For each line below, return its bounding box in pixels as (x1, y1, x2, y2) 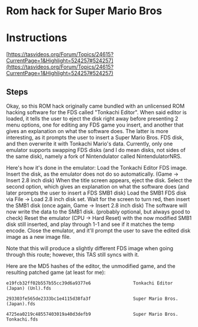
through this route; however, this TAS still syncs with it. (6, 251, 139, 258)
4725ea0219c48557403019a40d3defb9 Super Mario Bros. (6, 311, 178, 317)
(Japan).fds (6, 300, 35, 307)
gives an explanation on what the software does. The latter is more (6, 127, 168, 134)
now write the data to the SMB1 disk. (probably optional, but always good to (6, 208, 190, 215)
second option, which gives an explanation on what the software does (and (6, 183, 189, 190)
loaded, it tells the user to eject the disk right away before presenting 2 (6, 115, 178, 122)
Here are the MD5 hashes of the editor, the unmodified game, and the (6, 262, 176, 270)
